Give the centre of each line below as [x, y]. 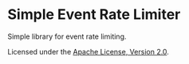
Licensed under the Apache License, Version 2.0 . [88, 51]
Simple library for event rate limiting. [67, 36]
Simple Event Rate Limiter [94, 15]
